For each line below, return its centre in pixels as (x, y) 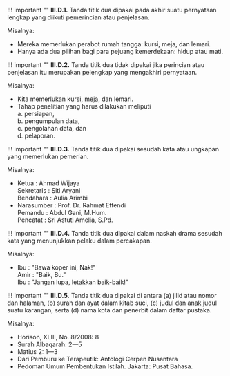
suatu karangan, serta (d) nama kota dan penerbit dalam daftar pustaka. (109, 310)
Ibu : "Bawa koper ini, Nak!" (56, 267)
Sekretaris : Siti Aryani (49, 190)
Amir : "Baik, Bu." (41, 275)
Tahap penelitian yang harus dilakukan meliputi (84, 106)
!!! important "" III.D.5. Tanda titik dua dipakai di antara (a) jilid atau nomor (112, 295)
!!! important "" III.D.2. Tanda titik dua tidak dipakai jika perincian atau (106, 65)
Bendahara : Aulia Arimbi (52, 198)
